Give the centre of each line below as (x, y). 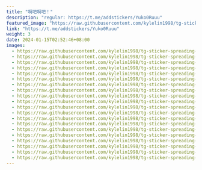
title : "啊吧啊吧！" (29, 12)
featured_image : (26, 23)
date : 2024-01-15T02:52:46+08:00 (48, 40)
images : (16, 46)
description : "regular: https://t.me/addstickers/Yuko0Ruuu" (84, 17)
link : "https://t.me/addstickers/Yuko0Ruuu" (63, 29)
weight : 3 (19, 34)
